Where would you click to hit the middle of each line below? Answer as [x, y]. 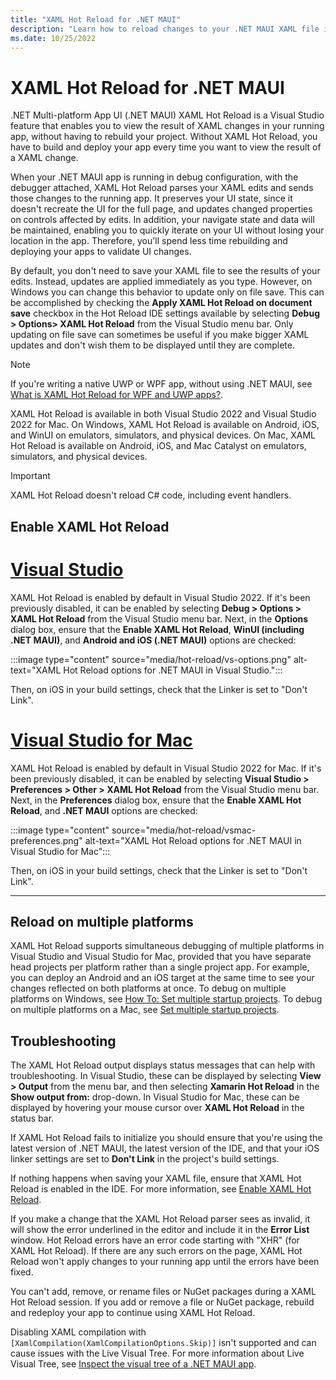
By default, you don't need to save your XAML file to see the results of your [165, 271]
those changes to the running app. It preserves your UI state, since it [151, 198]
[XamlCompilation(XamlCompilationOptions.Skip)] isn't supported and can [163, 1343]
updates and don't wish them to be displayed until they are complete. [152, 345]
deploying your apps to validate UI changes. [101, 252]
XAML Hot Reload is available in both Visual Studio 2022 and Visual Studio [163, 414]
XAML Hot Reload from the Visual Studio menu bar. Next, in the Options [159, 618]
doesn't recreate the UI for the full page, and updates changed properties [161, 209]
